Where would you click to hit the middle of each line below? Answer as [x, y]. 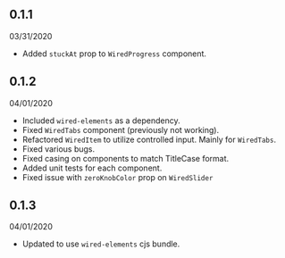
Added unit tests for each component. [92, 168]
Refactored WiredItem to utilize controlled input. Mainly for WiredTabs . [149, 139]
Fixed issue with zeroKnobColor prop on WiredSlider [117, 177]
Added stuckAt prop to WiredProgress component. [114, 54]
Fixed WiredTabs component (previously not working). [121, 129]
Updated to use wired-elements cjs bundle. [101, 244]
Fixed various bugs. [59, 149]
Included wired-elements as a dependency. [101, 121]
